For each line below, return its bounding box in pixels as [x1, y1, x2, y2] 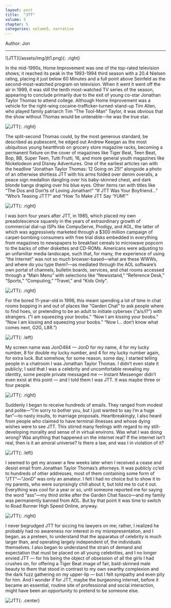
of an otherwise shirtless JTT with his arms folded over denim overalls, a [5, 171, 158, 177]
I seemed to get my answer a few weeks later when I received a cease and [5, 460, 162, 466]
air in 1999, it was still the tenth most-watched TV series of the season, [5, 87, 154, 93]
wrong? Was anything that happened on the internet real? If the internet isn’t [5, 434, 165, 441]
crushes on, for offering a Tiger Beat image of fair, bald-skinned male [5, 561, 151, 567]
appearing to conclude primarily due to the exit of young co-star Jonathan [5, 92, 161, 98]
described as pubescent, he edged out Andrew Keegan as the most [5, 139, 147, 145]
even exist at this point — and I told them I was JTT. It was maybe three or [5, 377, 161, 383]
